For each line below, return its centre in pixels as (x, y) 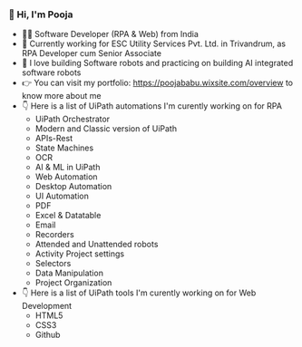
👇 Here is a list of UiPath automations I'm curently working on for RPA (152, 106)
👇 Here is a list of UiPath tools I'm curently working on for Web (139, 293)
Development (47, 306)
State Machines (64, 148)
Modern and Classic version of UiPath (106, 129)
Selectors (53, 264)
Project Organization (73, 283)
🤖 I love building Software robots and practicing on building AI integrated (157, 63)
